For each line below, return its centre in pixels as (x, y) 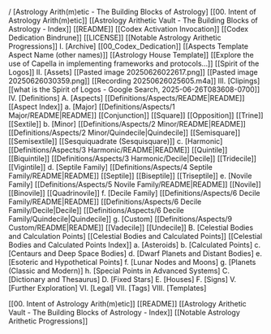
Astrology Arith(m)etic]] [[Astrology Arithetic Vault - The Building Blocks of (133, 20)
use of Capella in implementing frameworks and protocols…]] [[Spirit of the (134, 63)
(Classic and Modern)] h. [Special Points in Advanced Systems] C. (119, 271)
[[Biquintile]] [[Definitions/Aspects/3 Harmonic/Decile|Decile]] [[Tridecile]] (133, 158)
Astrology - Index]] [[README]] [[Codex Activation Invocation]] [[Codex (129, 29)
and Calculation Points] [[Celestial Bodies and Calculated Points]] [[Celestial (135, 236)
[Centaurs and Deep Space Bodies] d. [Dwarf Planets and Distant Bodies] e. (135, 254)
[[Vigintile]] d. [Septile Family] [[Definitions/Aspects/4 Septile (110, 167)
